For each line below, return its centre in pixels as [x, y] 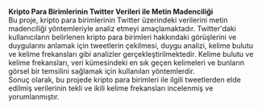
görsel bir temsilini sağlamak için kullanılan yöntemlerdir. [102, 71]
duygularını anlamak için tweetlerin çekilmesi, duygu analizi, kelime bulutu [131, 46]
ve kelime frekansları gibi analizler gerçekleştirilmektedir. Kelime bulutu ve [131, 54]
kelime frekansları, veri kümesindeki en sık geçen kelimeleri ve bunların [127, 63]
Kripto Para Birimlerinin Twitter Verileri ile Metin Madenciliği [111, 12]
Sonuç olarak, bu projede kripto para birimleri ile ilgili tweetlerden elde [125, 80]
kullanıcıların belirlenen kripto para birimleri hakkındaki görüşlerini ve [123, 37]
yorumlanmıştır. [34, 97]
